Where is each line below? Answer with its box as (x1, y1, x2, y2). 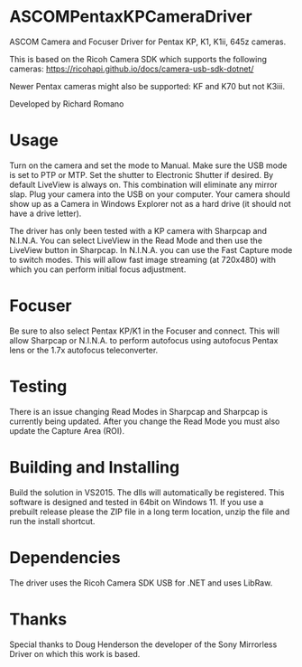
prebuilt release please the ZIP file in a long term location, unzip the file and (9, 506, 290, 517)
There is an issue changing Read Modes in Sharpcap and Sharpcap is (9, 406, 269, 417)
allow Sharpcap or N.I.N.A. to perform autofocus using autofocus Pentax (9, 334, 279, 345)
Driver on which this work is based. (9, 648, 141, 659)
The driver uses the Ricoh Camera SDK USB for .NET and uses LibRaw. (9, 577, 273, 588)
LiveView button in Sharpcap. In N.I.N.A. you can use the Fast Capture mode (9, 244, 293, 255)
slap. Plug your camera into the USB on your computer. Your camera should (9, 188, 290, 200)
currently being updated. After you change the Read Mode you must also (9, 416, 280, 427)
